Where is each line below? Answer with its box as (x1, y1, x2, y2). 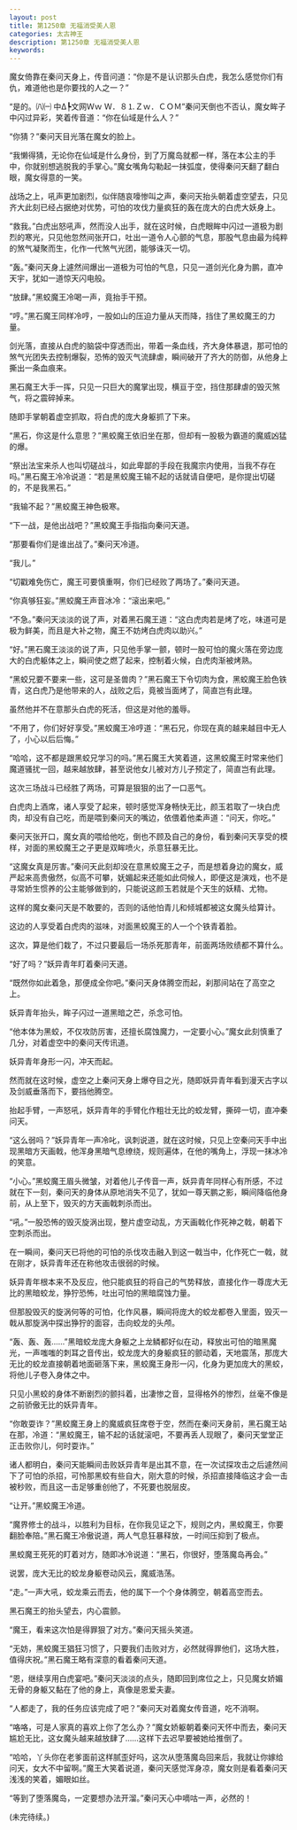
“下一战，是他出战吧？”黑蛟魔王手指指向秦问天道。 (9, 520, 194, 531)
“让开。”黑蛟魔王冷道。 (9, 1500, 90, 1511)
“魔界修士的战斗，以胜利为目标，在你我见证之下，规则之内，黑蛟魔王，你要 (9, 1519, 285, 1530)
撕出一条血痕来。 (9, 362, 72, 373)
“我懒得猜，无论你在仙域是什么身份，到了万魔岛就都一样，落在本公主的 (9, 150, 269, 160)
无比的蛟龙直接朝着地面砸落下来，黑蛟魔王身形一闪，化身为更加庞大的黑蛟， (9, 1359, 288, 1369)
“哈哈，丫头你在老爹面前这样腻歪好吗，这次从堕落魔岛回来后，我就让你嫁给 (9, 1752, 285, 1763)
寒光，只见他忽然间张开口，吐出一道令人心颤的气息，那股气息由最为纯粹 (24, 232, 288, 243)
